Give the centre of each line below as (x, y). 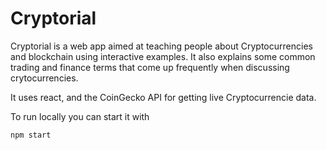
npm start (31, 135)
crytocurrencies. (44, 78)
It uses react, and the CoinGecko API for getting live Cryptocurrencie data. (163, 97)
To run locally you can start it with (80, 116)
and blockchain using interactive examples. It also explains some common (163, 56)
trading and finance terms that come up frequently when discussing (150, 67)
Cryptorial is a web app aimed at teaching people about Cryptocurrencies (161, 46)
